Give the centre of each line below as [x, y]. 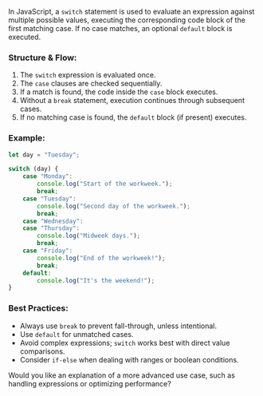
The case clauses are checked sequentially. [91, 84]
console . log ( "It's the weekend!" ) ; [96, 280]
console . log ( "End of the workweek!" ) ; [101, 258]
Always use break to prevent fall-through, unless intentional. [118, 326]
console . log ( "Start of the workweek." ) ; [105, 184]
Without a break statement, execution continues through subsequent [132, 101]
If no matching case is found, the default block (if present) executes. [133, 117]
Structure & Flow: [43, 57]
